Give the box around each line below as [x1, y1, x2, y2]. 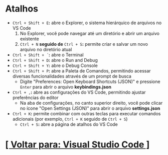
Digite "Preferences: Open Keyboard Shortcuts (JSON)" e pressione [20, 79, 160, 85]
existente [20, 36, 39, 42]
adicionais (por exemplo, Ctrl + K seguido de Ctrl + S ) [12, 116, 128, 122]
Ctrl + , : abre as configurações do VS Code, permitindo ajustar [12, 89, 146, 95]
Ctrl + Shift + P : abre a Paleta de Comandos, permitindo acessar [12, 67, 151, 73]
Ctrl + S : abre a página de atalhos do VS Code [20, 121, 118, 127]
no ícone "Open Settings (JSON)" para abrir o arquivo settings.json [20, 105, 160, 111]
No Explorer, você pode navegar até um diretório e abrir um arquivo [20, 30, 159, 36]
